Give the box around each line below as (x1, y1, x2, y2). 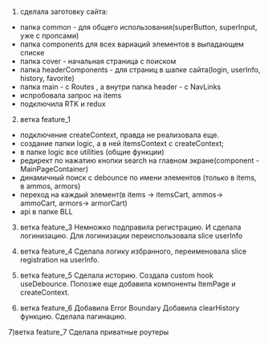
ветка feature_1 (19, 115, 71, 124)
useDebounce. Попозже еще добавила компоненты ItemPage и (19, 279, 236, 288)
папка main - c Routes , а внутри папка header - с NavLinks (19, 82, 221, 91)
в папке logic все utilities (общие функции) (19, 148, 164, 156)
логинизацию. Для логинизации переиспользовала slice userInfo (19, 231, 243, 240)
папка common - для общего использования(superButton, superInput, (19, 22, 258, 31)
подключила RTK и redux (19, 99, 106, 108)
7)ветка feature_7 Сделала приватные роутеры (8, 327, 169, 336)
